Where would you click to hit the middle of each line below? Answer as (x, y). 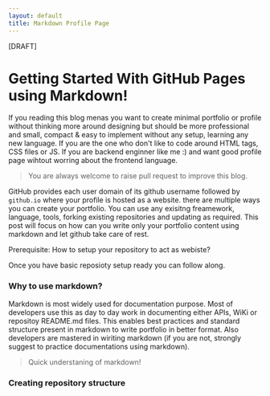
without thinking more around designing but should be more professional (129, 126)
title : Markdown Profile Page (59, 23)
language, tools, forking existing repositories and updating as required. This (133, 217)
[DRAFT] (23, 46)
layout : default (35, 16)
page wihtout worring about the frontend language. (93, 161)
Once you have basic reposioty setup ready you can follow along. (117, 265)
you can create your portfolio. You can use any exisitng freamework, (121, 209)
